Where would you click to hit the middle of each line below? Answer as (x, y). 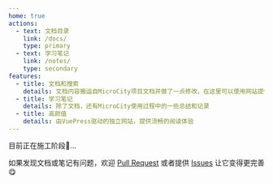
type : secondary (51, 69)
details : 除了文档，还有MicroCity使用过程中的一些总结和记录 (116, 106)
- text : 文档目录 (43, 31)
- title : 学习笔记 (44, 99)
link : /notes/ (47, 62)
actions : (23, 24)
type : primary (47, 46)
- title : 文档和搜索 (48, 83)
